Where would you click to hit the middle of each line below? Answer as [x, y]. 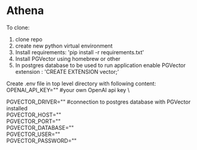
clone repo [29, 39]
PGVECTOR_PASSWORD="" [42, 140]
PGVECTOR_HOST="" [34, 115]
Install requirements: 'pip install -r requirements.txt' [80, 52]
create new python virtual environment [64, 46]
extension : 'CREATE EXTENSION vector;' [67, 71]
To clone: [18, 27]
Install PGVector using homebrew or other [68, 59]
